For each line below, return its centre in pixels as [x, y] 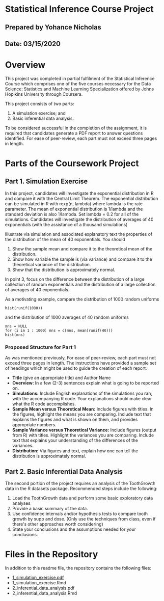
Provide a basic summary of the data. [50, 509]
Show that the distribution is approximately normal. [64, 270]
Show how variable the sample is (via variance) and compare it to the [82, 259]
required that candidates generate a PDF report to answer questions [74, 133]
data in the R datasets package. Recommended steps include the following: [81, 489]
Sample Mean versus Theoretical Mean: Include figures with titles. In [83, 409]
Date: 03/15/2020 [33, 43]
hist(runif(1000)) [24, 308]
